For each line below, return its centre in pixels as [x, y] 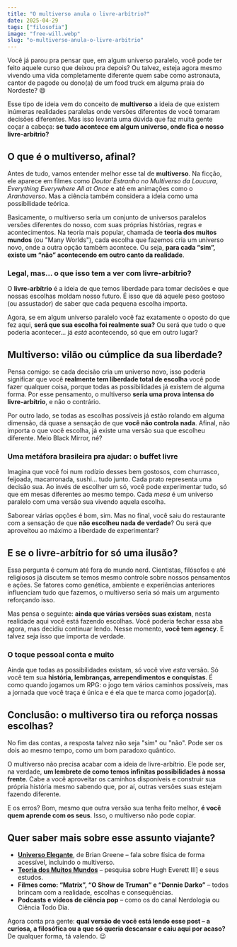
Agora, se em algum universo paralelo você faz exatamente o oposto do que [119, 317]
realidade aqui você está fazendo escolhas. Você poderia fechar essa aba [115, 621]
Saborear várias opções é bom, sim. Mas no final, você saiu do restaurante [116, 516]
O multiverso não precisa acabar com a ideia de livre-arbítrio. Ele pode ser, [117, 764]
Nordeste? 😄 [27, 91]
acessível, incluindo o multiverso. [66, 862]
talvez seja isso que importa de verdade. [67, 636]
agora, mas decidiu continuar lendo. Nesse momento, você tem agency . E [116, 629]
